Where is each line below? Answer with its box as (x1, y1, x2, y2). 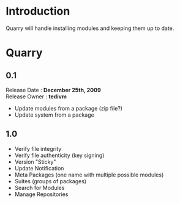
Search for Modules (14, 184, 65, 191)
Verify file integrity (14, 145, 62, 152)
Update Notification (14, 164, 64, 172)
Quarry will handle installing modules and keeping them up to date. (6, 24, 174, 32)
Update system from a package (14, 111, 94, 118)
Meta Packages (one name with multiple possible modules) (14, 171, 164, 178)
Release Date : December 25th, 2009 (6, 86, 102, 93)
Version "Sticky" (14, 158, 56, 166)
